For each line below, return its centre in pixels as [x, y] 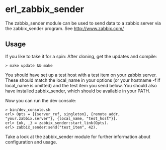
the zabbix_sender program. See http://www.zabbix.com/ [65, 28]
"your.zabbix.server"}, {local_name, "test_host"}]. [62, 118]
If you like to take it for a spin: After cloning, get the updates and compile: [81, 56]
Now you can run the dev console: [41, 100]
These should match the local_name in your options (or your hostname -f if [83, 80]
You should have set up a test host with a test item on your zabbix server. [81, 75]
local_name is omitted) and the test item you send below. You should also [81, 85]
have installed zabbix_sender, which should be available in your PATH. [78, 91]
